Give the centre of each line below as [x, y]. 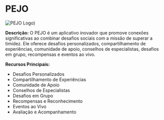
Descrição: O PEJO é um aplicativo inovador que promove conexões [77, 33]
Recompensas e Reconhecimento [48, 101]
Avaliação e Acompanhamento [45, 112]
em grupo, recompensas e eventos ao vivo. [50, 54]
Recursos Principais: [28, 64]
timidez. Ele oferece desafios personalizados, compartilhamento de [75, 43]
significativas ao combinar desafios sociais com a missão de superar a [79, 38]
